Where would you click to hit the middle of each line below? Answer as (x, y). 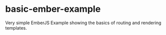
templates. (16, 28)
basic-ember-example (53, 9)
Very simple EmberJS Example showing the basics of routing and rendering (84, 23)
